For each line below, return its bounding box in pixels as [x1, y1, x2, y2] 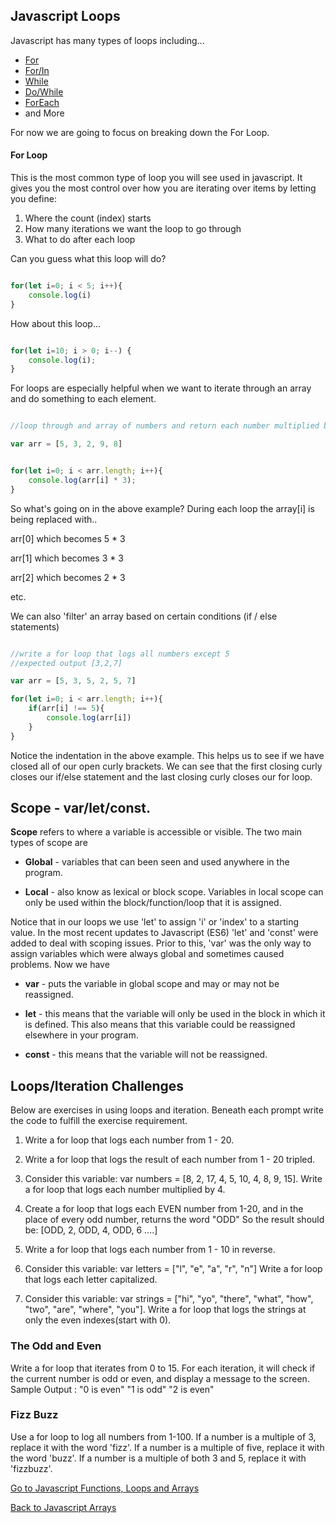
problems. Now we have [10, 959, 110, 971]
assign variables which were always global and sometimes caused [10, 948, 285, 960]
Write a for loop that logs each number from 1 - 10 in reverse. [24, 1244, 276, 1256]
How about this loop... [10, 317, 101, 329]
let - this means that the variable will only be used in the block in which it [24, 1008, 326, 1020]
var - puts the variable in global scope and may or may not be [24, 978, 280, 990]
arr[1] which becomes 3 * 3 [10, 552, 124, 564]
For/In [24, 64, 50, 76]
